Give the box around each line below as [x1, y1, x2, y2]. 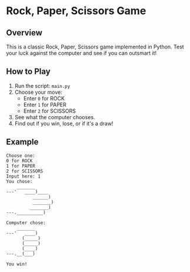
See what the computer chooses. [14, 113, 95, 120]
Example [6, 137, 39, 147]
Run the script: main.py [14, 82, 71, 89]
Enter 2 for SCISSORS [23, 107, 76, 114]
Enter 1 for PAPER [23, 101, 66, 108]
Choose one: [6, 152, 35, 159]
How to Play [6, 67, 51, 77]
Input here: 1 [6, 173, 41, 179]
